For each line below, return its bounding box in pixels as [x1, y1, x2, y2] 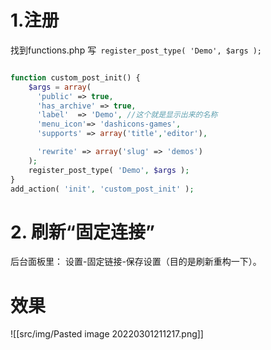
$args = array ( [28, 82, 92, 92]
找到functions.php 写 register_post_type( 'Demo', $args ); [10, 44, 263, 56]
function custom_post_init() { [10, 72, 141, 83]
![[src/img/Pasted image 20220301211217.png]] [10, 328, 204, 340]
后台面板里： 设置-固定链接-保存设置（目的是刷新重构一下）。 [10, 256, 262, 268]
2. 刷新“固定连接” [10, 221, 155, 243]
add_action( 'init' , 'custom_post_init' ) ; [10, 184, 195, 194]
